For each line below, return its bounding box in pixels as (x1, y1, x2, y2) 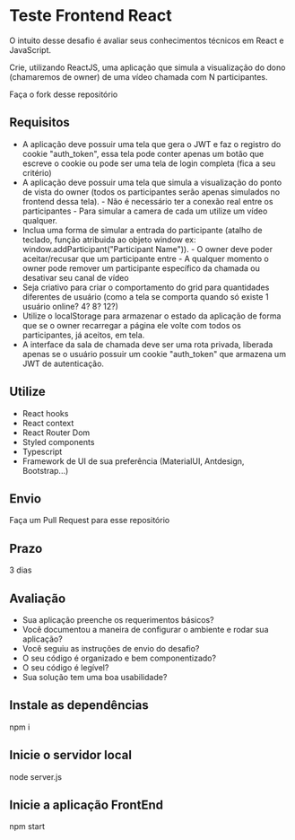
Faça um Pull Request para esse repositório (9, 515, 170, 526)
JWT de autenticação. (22, 358, 105, 369)
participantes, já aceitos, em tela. (22, 329, 145, 340)
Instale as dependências (9, 697, 150, 713)
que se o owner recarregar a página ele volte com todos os (22, 319, 242, 330)
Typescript (22, 446, 63, 457)
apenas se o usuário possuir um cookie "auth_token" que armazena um (22, 348, 287, 359)
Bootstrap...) (22, 465, 69, 476)
